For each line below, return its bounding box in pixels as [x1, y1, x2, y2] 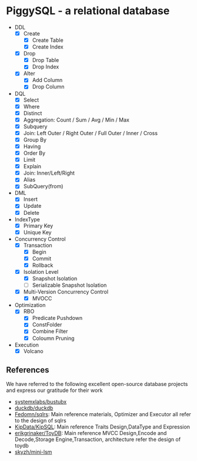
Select [23, 96, 39, 103]
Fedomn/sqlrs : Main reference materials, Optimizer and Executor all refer [14, 411, 191, 418]
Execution [14, 341, 39, 348]
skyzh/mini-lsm [14, 449, 52, 456]
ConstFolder [32, 321, 62, 328]
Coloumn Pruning [32, 335, 75, 342]
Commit [32, 255, 52, 262]
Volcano [23, 347, 44, 355]
